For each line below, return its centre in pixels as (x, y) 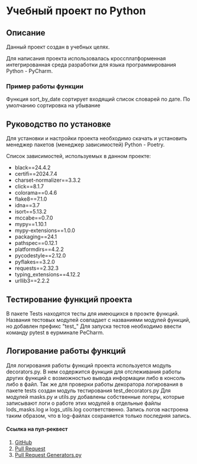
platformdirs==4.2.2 (39, 249)
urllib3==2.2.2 (32, 281)
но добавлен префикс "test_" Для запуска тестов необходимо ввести (94, 326)
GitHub (23, 442)
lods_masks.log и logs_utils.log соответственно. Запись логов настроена (97, 409)
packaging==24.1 (36, 237)
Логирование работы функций (66, 351)
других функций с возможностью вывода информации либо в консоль (96, 378)
